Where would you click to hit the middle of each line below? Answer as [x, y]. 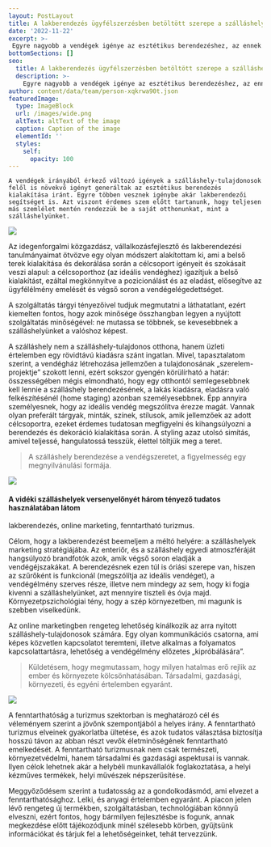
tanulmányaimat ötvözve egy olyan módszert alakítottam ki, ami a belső [127, 255]
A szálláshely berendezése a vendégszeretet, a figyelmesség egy [137, 457]
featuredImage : [34, 99]
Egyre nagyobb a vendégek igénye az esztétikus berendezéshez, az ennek [137, 46]
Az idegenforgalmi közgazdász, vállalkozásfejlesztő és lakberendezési [125, 247]
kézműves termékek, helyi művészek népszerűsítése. [97, 775]
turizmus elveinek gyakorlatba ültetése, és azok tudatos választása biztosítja [135, 732]
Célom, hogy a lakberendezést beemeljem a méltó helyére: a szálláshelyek [132, 541]
